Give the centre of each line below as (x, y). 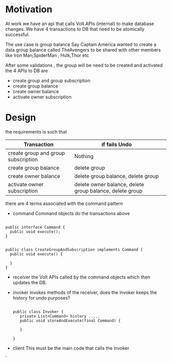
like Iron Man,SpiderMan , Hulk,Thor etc (47, 55)
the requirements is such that (36, 132)
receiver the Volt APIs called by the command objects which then (81, 277)
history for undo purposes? (41, 297)
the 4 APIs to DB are (27, 71)
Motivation (29, 9)
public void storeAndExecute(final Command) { (70, 321)
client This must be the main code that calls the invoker (71, 348)
